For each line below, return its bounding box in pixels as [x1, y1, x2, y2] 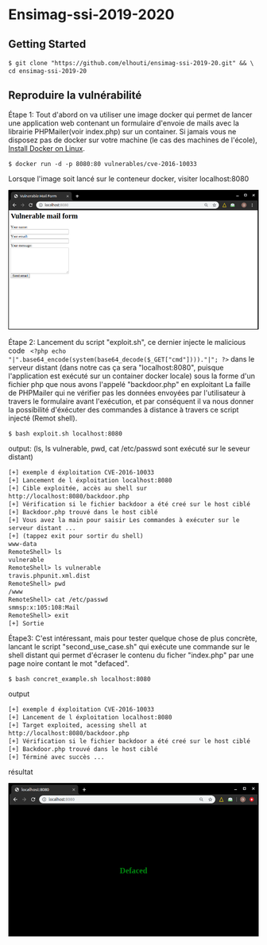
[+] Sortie [8, 620, 44, 628]
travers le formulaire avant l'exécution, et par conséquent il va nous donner [8, 397, 254, 406]
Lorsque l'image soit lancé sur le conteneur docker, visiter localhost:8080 [8, 173, 250, 184]
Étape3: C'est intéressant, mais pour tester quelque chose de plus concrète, [8, 633, 257, 643]
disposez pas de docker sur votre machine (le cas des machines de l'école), [8, 135, 258, 145]
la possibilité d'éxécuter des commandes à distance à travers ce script [8, 405, 239, 415]
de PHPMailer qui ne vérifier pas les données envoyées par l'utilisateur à [8, 388, 246, 398]
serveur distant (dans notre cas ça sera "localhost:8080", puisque [8, 363, 224, 373]
